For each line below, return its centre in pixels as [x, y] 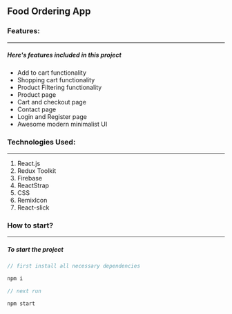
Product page [37, 94]
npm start [21, 304]
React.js [29, 163]
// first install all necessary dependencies [74, 266]
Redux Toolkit [37, 170]
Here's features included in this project [65, 55]
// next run [24, 291]
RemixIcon [32, 200]
